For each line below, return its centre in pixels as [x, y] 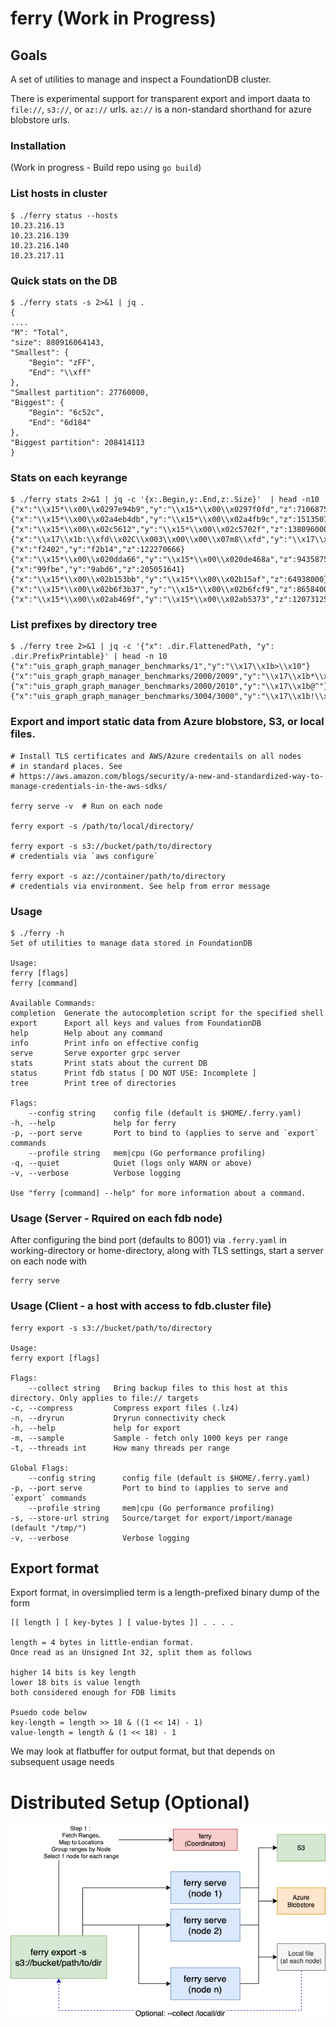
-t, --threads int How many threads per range [120, 1448]
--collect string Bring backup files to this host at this [158, 1388]
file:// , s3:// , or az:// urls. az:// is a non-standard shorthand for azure [161, 109]
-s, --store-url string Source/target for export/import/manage [151, 1518]
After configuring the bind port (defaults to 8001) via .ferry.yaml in [148, 1240]
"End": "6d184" [60, 422]
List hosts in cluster [59, 194]
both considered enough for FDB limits [93, 1693]
